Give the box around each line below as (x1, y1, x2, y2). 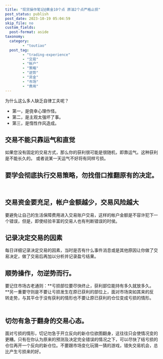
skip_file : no (5, 20, 34, 26)
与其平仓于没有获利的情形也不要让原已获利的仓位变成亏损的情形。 (21, 295, 154, 301)
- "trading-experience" (22, 52, 70, 57)
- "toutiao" (22, 43, 47, 48)
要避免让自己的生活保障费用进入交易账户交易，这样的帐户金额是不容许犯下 (5, 212, 154, 218)
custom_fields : (5, 25, 36, 30)
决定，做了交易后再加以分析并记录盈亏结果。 (9, 253, 98, 260)
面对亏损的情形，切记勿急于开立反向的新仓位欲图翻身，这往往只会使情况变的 (5, 330, 158, 336)
